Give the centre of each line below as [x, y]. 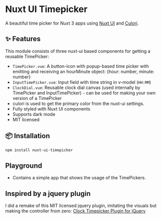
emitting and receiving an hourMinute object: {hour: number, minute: [84, 71]
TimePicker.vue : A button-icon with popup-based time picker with [81, 66]
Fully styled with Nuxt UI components [51, 108]
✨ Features [23, 39]
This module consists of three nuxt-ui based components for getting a [78, 51]
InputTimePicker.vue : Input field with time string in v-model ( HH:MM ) [82, 82]
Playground [24, 166]
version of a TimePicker [37, 98]
